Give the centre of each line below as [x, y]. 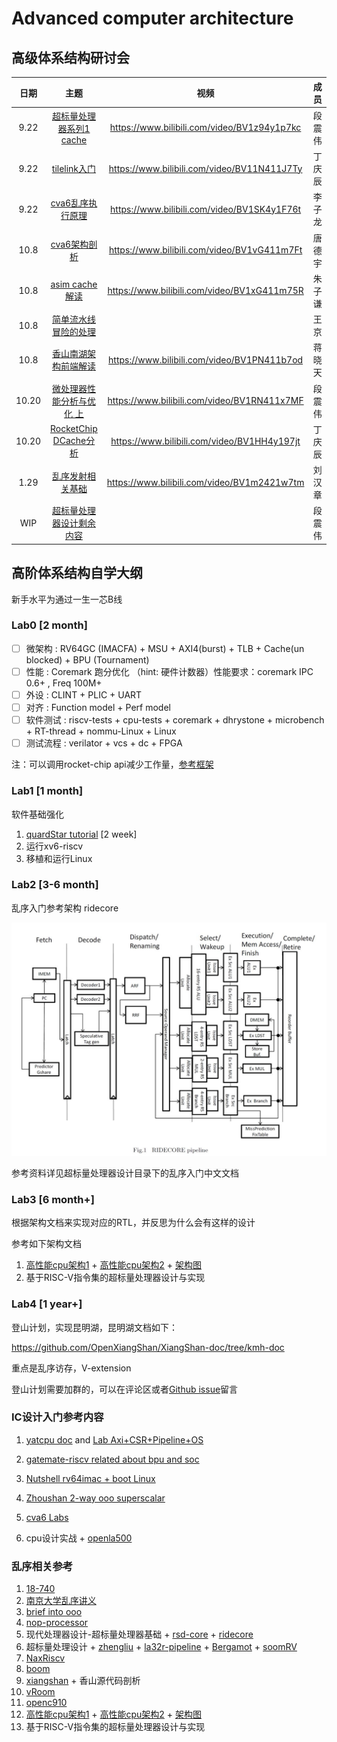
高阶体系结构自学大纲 [77, 573]
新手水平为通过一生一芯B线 [67, 599]
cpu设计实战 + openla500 [79, 1538]
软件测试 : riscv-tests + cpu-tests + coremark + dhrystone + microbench [175, 720]
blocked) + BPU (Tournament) [87, 659]
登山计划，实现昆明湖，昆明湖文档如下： [94, 1327]
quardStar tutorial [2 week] [81, 834]
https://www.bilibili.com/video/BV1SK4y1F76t [206, 209]
